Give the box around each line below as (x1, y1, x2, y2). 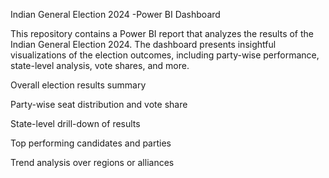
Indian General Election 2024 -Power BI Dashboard (10, 9, 221, 20)
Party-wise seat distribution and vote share (10, 99, 188, 110)
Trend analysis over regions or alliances (10, 157, 175, 168)
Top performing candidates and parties (10, 137, 172, 149)
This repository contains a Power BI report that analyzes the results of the (10, 28, 314, 39)
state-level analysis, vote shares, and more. (10, 60, 190, 71)
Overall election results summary (10, 79, 147, 91)
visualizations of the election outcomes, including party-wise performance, (10, 49, 320, 61)
